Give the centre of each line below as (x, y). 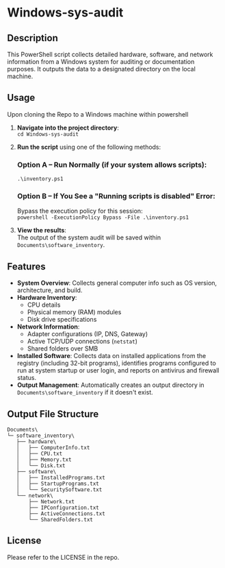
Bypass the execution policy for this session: (80, 211)
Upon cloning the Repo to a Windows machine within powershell (98, 114)
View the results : (42, 230)
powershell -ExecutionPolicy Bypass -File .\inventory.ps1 (103, 217)
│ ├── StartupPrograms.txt (57, 484)
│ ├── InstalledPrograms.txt (61, 478)
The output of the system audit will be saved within (89, 237)
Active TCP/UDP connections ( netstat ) (82, 342)
